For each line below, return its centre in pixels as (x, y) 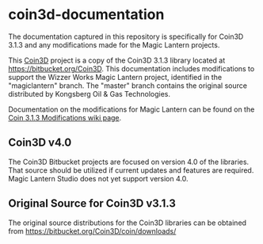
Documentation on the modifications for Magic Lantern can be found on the (131, 109)
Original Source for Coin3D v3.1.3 (92, 204)
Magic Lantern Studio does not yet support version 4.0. (98, 178)
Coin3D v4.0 (40, 143)
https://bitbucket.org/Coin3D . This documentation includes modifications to (131, 68)
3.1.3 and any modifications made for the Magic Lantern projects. (114, 44)
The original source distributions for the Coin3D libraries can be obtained (128, 223)
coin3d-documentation (86, 15)
